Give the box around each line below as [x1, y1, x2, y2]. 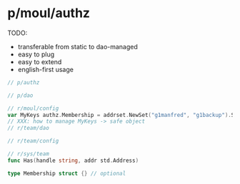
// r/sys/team [7, 150, 50, 158]
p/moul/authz [7, 5, 91, 21]
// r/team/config [7, 138, 59, 145]
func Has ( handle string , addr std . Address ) [7, 157, 139, 164]
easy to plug [17, 50, 55, 58]
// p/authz [7, 78, 40, 86]
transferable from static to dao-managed [17, 42, 138, 51]
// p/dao [7, 91, 34, 99]
